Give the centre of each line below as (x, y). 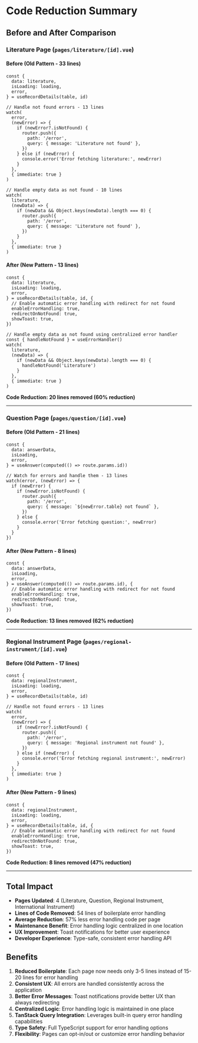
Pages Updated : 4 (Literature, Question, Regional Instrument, (89, 901)
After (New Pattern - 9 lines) (41, 792)
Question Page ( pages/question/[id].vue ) (66, 418)
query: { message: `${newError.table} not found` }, (93, 507)
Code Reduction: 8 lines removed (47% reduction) (69, 862)
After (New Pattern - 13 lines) (42, 265)
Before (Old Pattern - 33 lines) (44, 64)
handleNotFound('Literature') (59, 365)
